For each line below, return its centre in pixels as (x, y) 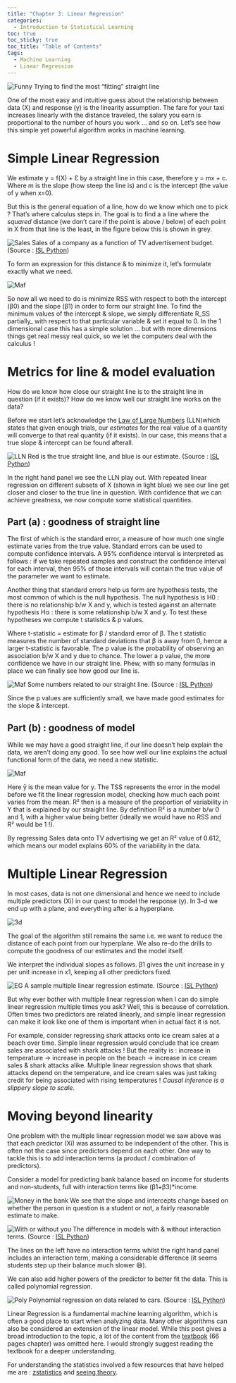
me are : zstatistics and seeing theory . (63, 1372)
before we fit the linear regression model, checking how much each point (113, 795)
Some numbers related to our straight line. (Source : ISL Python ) (120, 685)
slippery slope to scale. (41, 1088)
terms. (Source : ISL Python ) (48, 1236)
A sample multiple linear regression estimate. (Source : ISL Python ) (121, 986)
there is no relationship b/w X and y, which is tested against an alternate (112, 605)
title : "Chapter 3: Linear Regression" (66, 14)
